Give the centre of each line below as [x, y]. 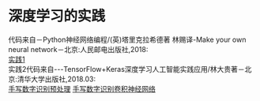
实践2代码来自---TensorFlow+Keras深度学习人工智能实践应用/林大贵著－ [126, 69]
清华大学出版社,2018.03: [57, 79]
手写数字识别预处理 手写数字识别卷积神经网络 [82, 88]
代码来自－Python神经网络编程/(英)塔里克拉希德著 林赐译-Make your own [127, 39]
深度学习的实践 [57, 16]
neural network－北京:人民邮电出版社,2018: [78, 49]
